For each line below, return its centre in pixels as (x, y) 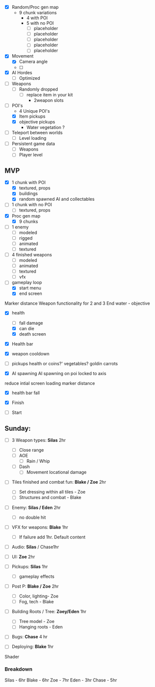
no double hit (32, 517)
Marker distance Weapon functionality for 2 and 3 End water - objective (77, 303)
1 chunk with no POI (32, 205)
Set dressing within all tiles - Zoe (52, 492)
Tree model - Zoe (37, 622)
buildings (28, 193)
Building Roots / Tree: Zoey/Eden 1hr (49, 612)
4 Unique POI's (34, 111)
